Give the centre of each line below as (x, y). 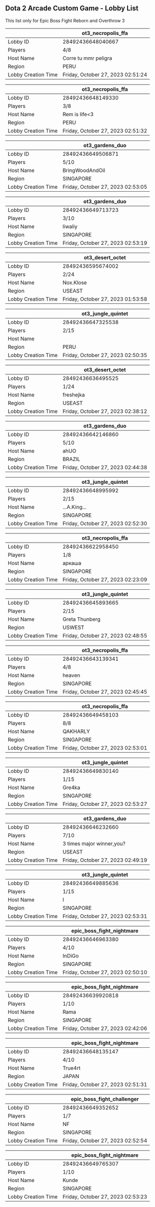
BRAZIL (71, 459)
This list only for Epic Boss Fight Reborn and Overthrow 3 (65, 20)
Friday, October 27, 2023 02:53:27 (105, 804)
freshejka (74, 395)
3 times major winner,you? (94, 843)
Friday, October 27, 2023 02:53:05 (105, 187)
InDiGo (71, 955)
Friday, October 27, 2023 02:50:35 (105, 355)
